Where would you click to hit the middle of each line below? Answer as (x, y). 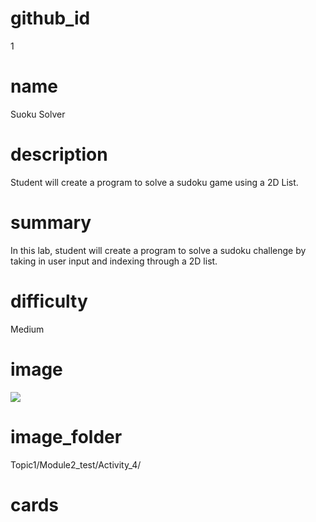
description (59, 154)
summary (51, 223)
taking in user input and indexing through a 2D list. (114, 261)
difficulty (49, 301)
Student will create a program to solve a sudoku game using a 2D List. (154, 182)
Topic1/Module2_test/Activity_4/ (76, 464)
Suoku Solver (38, 114)
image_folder (66, 436)
